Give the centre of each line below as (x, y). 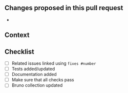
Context (17, 35)
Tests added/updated (33, 69)
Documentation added (34, 74)
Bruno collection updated (37, 85)
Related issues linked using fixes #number (54, 63)
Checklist (20, 51)
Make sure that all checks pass (43, 80)
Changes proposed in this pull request (64, 8)
